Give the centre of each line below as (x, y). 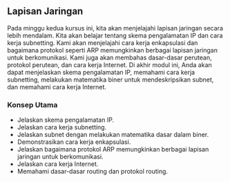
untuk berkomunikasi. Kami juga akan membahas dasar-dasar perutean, (109, 57)
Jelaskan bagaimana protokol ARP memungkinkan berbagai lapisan (113, 149)
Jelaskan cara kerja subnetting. (62, 127)
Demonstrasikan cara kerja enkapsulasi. (74, 142)
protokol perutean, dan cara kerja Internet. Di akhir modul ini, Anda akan (109, 64)
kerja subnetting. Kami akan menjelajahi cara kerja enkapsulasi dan (103, 43)
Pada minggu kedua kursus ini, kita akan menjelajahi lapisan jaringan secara (115, 28)
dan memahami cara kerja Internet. (57, 87)
